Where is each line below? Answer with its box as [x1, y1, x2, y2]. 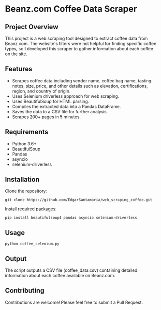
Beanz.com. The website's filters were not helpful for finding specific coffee [5, 41, 157, 46]
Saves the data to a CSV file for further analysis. [12, 108, 108, 114]
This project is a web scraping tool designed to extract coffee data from [5, 35, 148, 41]
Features [5, 65, 32, 73]
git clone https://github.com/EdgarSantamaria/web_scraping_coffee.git [5, 198, 152, 202]
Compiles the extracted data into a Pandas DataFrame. [12, 103, 121, 109]
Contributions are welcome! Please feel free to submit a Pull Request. [5, 299, 143, 305]
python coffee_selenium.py [5, 241, 59, 247]
